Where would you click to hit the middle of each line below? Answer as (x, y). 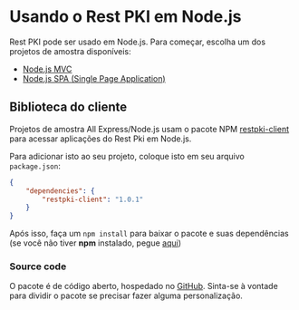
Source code (38, 266)
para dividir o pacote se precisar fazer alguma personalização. (126, 295)
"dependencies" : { (60, 191)
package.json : (35, 166)
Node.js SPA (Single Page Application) (94, 78)
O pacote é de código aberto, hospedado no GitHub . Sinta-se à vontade (144, 286)
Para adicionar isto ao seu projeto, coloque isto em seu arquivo (127, 156)
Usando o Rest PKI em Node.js (125, 17)
